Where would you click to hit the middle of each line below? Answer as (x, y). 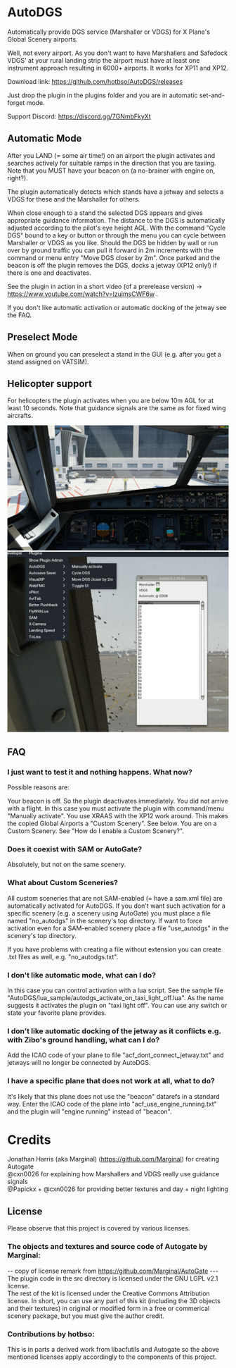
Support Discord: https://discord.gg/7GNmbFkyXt (79, 116)
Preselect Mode (42, 337)
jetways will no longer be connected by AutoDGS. (79, 1063)
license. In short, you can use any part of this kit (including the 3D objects (114, 1300)
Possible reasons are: (39, 787)
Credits (29, 1140)
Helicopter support (50, 384)
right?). (18, 178)
